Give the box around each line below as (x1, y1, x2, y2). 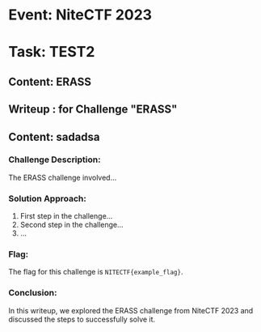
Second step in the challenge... (19, 220, 124, 230)
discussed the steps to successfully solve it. (8, 314, 156, 324)
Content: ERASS (8, 74, 91, 88)
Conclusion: (8, 287, 57, 299)
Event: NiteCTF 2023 (8, 6, 152, 24)
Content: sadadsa (8, 130, 100, 143)
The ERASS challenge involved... (8, 172, 117, 182)
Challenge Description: (8, 154, 101, 165)
